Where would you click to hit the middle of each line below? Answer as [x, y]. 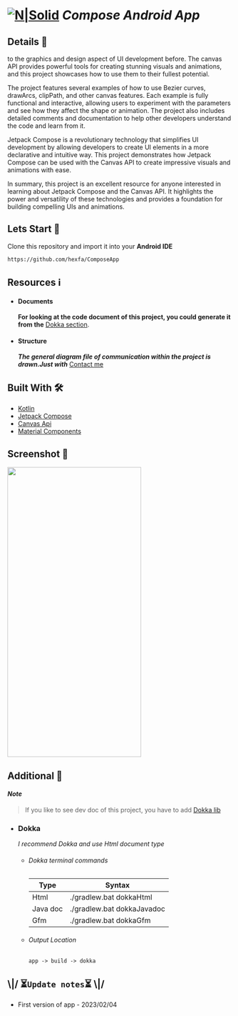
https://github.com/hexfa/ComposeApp [63, 259]
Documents [35, 301]
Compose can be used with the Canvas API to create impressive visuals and [119, 162]
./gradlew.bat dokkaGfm [110, 920]
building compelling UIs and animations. [66, 206]
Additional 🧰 [35, 776]
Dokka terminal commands [68, 860]
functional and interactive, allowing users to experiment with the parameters [119, 103]
